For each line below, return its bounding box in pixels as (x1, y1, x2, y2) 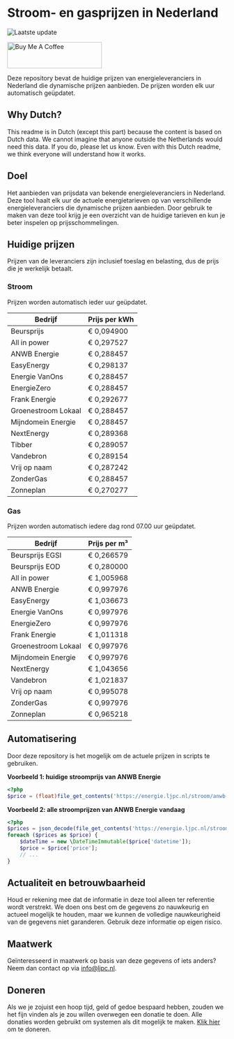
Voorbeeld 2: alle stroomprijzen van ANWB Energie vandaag (7, 805, 185, 813)
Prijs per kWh (88, 314, 134, 324)
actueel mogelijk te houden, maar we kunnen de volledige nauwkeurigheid (7, 910, 221, 919)
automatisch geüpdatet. (7, 89, 75, 97)
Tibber (10, 439, 33, 449)
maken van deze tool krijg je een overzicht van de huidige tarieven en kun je (7, 211, 226, 219)
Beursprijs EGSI (10, 550, 62, 560)
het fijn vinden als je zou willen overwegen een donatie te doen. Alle (7, 1010, 203, 1019)
